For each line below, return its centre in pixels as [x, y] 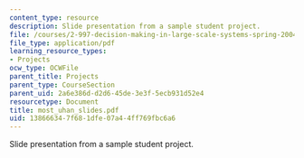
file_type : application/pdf [62, 43]
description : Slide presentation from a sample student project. [135, 26]
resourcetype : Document [54, 102]
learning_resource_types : [58, 51]
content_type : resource [54, 18]
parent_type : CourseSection [62, 85]
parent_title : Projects [54, 77]
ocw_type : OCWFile [44, 69]
